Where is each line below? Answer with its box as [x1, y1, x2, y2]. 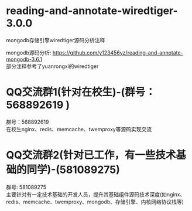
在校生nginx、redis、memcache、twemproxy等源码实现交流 [6, 125, 152, 132]
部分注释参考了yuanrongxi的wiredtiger [6, 63, 99, 70]
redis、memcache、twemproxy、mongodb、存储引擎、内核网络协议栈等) [6, 198, 184, 205]
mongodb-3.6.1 [6, 56, 43, 63]
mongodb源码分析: [6, 49, 52, 56]
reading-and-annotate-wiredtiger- [6, 4, 179, 18]
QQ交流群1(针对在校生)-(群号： [6, 86, 156, 99]
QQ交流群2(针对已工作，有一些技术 [6, 148, 176, 162]
